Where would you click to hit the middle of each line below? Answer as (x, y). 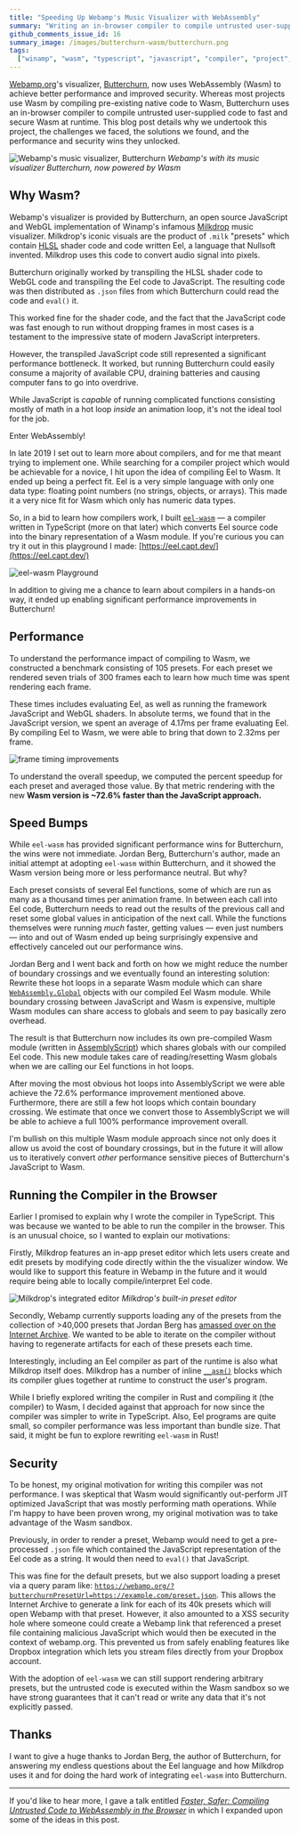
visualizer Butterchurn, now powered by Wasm (95, 167)
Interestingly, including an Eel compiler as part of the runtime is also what (144, 1361)
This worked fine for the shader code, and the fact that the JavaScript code (148, 318)
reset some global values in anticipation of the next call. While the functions (148, 919)
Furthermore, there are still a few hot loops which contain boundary (133, 1103)
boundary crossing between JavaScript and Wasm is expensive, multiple (142, 1002)
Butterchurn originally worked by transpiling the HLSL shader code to (136, 272)
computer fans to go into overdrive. (74, 382)
